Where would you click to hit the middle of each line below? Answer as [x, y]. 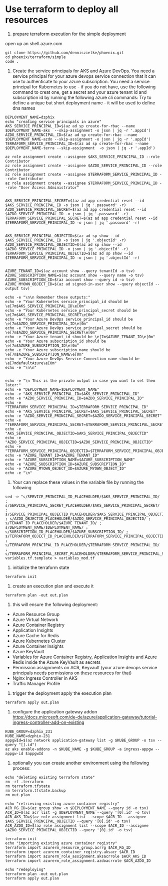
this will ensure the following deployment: [55, 604]
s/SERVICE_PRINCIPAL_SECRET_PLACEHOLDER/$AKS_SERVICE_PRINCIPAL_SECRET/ [82, 505]
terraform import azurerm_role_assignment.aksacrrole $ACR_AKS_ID [76, 856]
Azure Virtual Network [35, 619]
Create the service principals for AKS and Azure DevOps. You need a [83, 71]
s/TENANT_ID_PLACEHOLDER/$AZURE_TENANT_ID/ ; [53, 523]
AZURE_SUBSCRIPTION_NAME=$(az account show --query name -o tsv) [74, 275]
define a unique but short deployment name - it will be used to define [84, 103]
